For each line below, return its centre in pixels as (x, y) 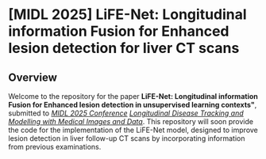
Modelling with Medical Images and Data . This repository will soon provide (131, 121)
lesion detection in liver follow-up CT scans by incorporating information (127, 138)
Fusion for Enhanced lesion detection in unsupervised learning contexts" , (133, 105)
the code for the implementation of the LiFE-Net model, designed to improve (133, 130)
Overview (33, 77)
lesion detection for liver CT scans (124, 48)
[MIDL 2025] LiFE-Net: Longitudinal (128, 15)
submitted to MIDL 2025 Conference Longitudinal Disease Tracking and (126, 113)
